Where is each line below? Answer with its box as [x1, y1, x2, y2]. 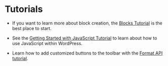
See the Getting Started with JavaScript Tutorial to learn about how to [12, 35, 157, 41]
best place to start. [12, 25, 52, 31]
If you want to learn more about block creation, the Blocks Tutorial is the [12, 20, 162, 26]
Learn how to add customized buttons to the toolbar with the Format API [12, 50, 163, 56]
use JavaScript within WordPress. [12, 40, 83, 46]
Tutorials [5, 3, 43, 15]
